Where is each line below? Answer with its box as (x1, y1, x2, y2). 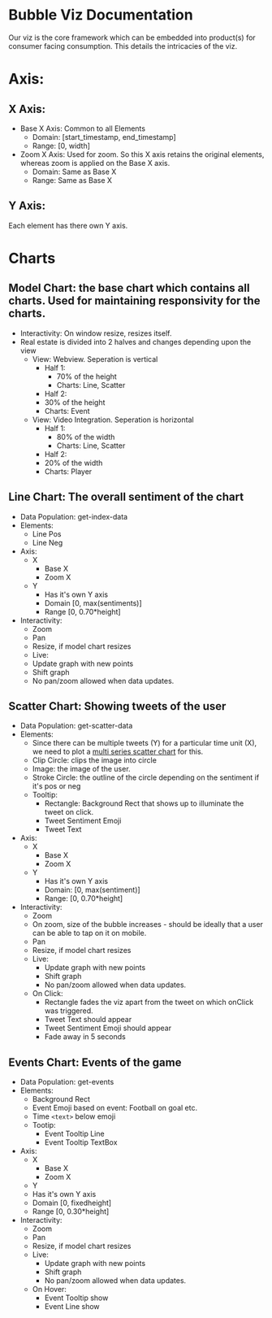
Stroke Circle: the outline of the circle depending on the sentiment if (32, 772, 260, 782)
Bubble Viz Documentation (8, 6, 193, 24)
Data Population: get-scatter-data (19, 721, 133, 731)
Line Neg (32, 537, 63, 547)
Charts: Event (44, 406, 91, 415)
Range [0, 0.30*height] (32, 1207, 110, 1216)
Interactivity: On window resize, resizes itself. (19, 328, 172, 338)
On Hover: (32, 1285, 67, 1294)
